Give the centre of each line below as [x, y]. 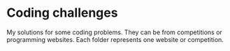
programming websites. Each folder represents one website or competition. [115, 39]
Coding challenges [62, 13]
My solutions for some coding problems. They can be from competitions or [115, 32]
